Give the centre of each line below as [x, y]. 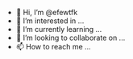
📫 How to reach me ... [53, 47]
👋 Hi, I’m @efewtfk [47, 12]
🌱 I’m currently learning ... [59, 29]
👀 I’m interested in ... [50, 21]
